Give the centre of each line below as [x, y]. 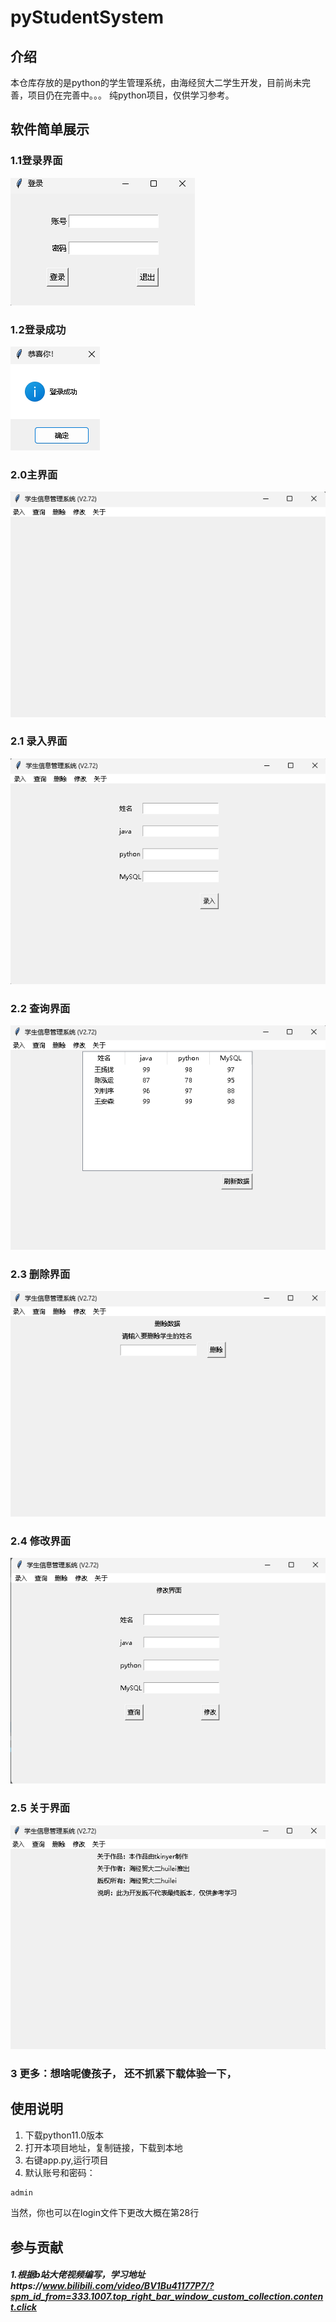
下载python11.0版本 [64, 2135]
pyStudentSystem [87, 17]
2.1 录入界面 [39, 741]
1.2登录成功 [38, 329]
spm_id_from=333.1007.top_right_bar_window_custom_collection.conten [167, 2297]
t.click [23, 2307]
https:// [26, 2286]
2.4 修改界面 [41, 1541]
